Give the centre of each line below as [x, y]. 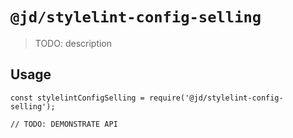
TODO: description [73, 43]
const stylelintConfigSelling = [77, 98]
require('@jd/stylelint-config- [216, 98]
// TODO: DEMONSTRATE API [64, 124]
